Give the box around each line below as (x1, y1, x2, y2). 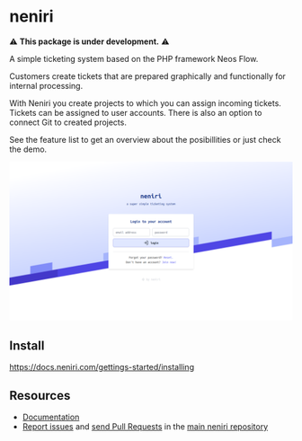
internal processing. (9, 80, 84, 91)
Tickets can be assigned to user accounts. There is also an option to (9, 107, 262, 118)
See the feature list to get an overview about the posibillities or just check (9, 134, 281, 145)
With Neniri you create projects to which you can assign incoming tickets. (9, 97, 281, 109)
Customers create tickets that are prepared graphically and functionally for (9, 70, 286, 82)
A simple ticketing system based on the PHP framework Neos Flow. (9, 53, 259, 64)
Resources (9, 388, 71, 403)
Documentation (22, 411, 80, 423)
